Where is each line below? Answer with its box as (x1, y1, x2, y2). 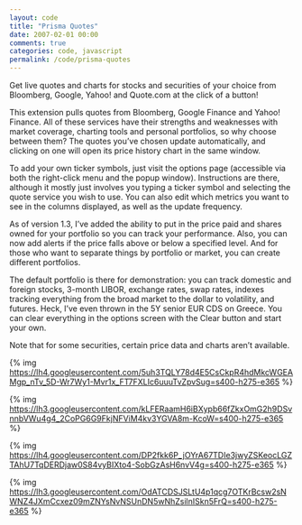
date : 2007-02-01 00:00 (9, 30, 99, 39)
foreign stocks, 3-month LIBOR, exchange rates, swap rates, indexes (9, 284, 264, 294)
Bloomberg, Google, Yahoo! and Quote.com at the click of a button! (9, 89, 259, 100)
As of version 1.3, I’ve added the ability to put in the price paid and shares (9, 218, 282, 229)
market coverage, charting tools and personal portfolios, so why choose (9, 126, 277, 136)
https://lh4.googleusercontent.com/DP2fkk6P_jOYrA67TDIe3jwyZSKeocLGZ (9, 450, 293, 460)
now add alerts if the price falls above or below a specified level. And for (9, 238, 279, 248)
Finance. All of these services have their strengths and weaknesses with (9, 116, 278, 127)
